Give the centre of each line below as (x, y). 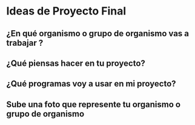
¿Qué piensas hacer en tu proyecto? (76, 63)
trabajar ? (25, 43)
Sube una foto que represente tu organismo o (93, 104)
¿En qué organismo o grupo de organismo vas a (98, 34)
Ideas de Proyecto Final (66, 11)
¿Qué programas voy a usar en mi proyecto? (91, 84)
